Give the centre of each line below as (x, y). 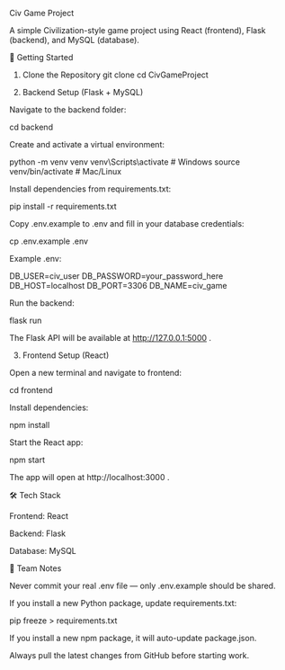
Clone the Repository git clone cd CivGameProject (115, 75)
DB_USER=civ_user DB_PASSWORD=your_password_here (116, 276)
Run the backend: (42, 303)
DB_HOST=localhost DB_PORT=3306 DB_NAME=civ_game (118, 286)
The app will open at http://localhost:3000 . (89, 477)
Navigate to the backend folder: (68, 110)
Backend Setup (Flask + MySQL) (83, 92)
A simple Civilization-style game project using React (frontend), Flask (138, 30)
